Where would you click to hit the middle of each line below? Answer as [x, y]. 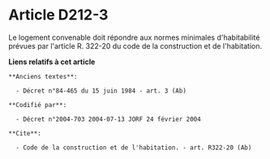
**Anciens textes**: [43, 76]
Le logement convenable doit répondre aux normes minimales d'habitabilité [134, 37]
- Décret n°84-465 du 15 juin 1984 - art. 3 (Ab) [101, 91]
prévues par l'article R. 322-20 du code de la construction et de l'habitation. [135, 45]
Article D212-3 [58, 15]
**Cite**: [25, 133]
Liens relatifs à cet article [52, 62]
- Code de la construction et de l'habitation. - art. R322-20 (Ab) [134, 148]
